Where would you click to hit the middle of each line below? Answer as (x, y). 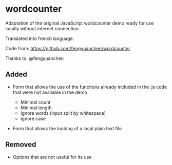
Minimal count (35, 102)
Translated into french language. (40, 38)
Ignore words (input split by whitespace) (63, 113)
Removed (21, 145)
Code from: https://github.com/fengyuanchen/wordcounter (68, 48)
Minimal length (36, 108)
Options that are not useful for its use (52, 157)
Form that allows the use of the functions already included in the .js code (90, 87)
